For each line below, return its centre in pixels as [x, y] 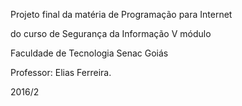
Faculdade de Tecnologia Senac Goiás [89, 53]
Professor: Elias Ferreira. [61, 72]
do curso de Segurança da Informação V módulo [111, 33]
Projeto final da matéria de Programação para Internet [121, 14]
